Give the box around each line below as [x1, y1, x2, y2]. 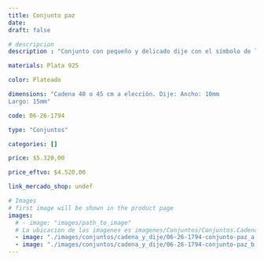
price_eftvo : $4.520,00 [8, 168, 86, 177]
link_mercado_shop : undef [8, 182, 93, 191]
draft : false [8, 26, 51, 34]
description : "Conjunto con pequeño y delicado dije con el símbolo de [8, 48, 251, 56]
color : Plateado [8, 76, 61, 84]
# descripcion [8, 40, 55, 48]
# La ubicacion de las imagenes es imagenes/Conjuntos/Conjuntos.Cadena [15, 226, 258, 234]
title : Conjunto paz [8, 11, 76, 20]
